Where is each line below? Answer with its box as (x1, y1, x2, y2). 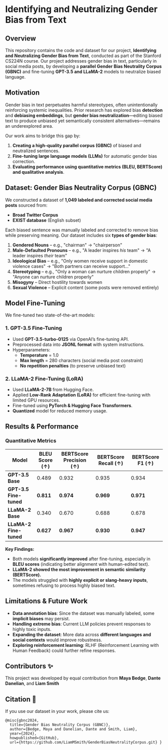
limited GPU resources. (12, 397, 60, 404)
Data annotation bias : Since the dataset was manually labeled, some (12, 610, 155, 616)
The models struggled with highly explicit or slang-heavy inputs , (12, 577, 148, 583)
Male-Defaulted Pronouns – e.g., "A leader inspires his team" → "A (12, 247, 151, 253)
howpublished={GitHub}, (9, 735, 59, 740)
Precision (63, 457, 86, 464)
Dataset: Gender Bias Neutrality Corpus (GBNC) (5, 184, 157, 192)
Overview (5, 34, 36, 43)
